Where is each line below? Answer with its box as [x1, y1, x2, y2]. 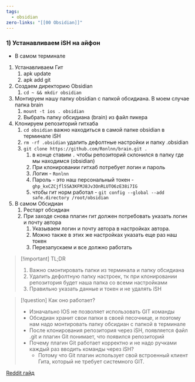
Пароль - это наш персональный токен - [32, 176, 134, 183]
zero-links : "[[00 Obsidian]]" [6, 19, 83, 25]
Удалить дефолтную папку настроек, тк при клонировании [29, 273, 177, 280]
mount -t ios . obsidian [23, 108, 85, 115]
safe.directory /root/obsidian [32, 195, 109, 200]
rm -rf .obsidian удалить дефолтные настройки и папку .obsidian [23, 139, 189, 146]
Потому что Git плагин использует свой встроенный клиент [38, 351, 189, 358]
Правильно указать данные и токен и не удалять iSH [29, 285, 162, 292]
